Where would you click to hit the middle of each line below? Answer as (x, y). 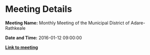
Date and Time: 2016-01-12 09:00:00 (43, 38)
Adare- (138, 23)
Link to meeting (22, 47)
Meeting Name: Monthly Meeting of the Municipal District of (67, 23)
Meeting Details (39, 9)
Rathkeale (15, 28)
